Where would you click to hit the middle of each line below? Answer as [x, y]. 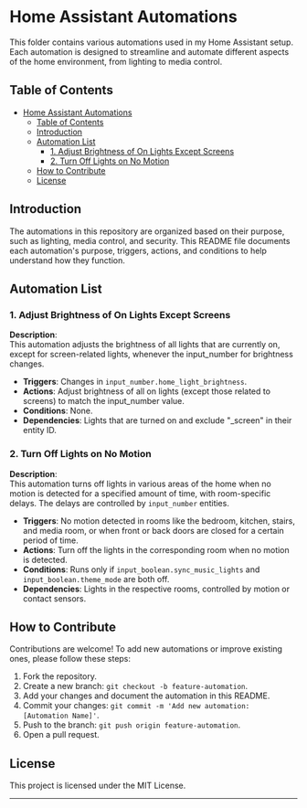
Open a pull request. [61, 735]
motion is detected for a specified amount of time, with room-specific [140, 493]
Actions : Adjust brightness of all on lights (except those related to [147, 391]
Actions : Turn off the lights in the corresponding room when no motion [156, 549]
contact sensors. [54, 598]
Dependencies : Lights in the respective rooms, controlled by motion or [156, 589]
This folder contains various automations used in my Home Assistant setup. [152, 42]
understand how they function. [68, 260]
